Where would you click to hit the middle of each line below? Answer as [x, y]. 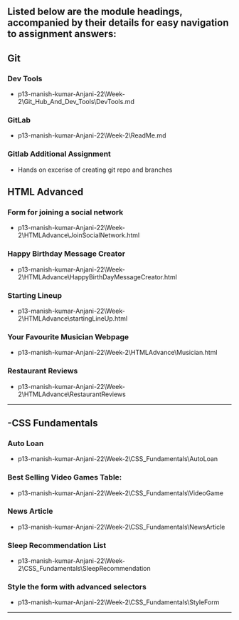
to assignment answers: [62, 34]
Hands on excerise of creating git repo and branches [95, 170]
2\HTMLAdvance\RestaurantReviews [71, 394]
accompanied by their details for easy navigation [118, 23]
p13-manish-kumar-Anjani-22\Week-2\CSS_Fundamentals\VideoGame [121, 493]
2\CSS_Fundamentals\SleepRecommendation [84, 569]
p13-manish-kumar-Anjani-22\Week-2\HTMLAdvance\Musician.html [117, 353]
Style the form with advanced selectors [77, 587]
